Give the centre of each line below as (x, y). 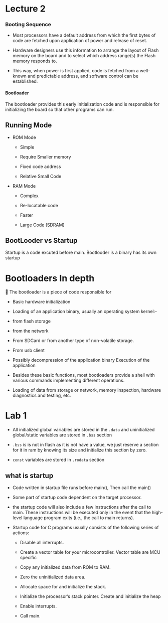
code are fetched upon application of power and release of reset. (80, 41)
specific (28, 558)
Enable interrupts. (38, 606)
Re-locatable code (39, 205)
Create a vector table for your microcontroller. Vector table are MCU (90, 552)
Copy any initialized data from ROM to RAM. (65, 567)
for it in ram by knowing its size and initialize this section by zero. (79, 450)
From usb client (29, 350)
